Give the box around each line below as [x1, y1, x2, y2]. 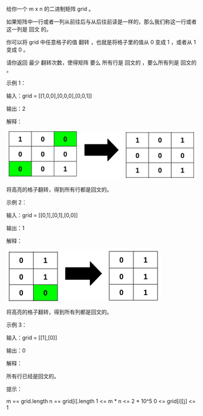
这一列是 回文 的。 [6, 26, 52, 33]
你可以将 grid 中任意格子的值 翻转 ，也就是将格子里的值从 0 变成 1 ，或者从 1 [6, 39, 196, 45]
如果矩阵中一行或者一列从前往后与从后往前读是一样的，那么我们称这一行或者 [6, 18, 197, 25]
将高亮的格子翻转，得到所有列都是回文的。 [6, 308, 112, 316]
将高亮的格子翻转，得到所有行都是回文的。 [6, 186, 112, 193]
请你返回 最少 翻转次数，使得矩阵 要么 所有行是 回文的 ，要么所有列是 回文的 [6, 59, 197, 66]
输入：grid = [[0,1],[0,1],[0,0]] [6, 212, 78, 219]
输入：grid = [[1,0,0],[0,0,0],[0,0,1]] [6, 93, 92, 99]
